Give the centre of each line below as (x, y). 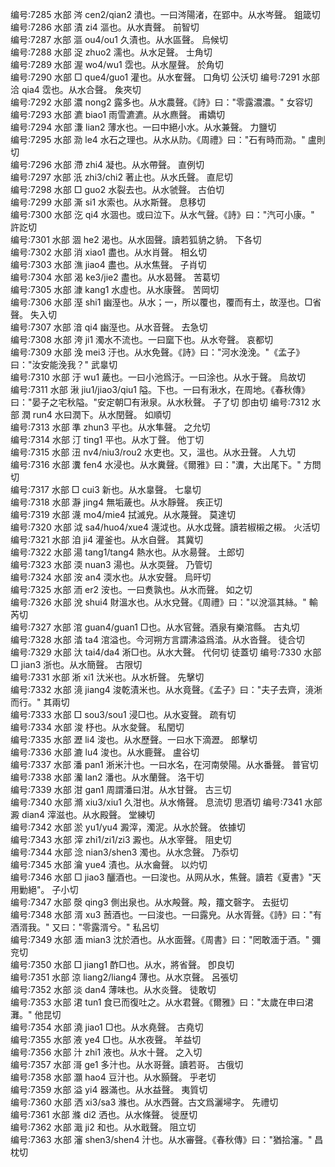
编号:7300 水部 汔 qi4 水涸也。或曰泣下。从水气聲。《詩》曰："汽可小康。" (162, 214)
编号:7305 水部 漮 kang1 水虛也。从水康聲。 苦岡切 (115, 289)
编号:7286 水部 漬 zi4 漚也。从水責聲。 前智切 (105, 27)
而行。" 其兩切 (40, 702)
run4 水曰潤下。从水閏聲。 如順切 (102, 414)
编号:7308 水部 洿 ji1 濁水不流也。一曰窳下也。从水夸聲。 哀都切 (142, 339)
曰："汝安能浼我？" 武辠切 (64, 364)
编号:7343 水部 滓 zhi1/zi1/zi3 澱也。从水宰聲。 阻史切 (121, 839)
